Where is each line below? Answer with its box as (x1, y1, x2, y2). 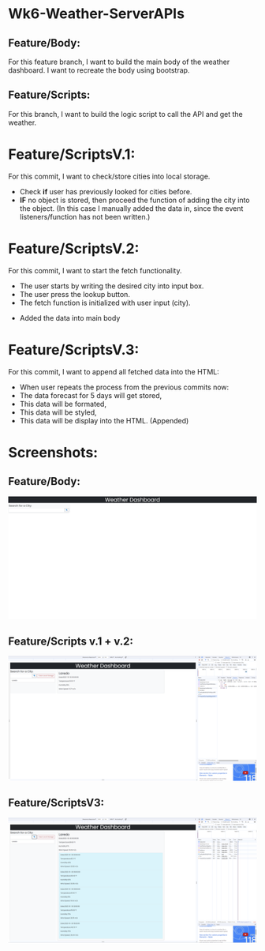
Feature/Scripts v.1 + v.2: (8, 635, 134, 648)
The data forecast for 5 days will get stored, (19, 390, 162, 400)
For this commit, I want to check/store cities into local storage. (8, 171, 211, 181)
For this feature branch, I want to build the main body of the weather (8, 57, 230, 66)
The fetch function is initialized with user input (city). (19, 298, 191, 307)
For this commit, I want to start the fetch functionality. (8, 265, 182, 275)
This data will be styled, (19, 408, 97, 417)
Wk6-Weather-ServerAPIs (8, 5, 185, 23)
